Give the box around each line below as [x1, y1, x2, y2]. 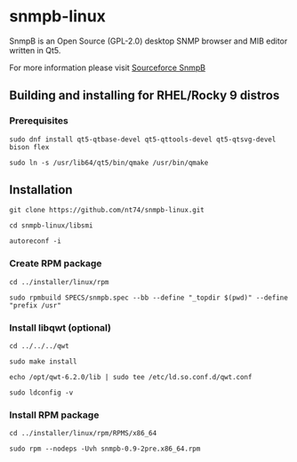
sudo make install [9, 357, 77, 366]
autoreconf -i [9, 237, 62, 246]
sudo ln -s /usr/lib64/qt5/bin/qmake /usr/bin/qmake [9, 158, 209, 167]
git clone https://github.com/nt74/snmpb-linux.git [9, 206, 205, 215]
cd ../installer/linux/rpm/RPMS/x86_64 [9, 429, 157, 438]
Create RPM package [9, 258, 102, 270]
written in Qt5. [9, 44, 61, 55]
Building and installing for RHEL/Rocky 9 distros [9, 88, 280, 103]
